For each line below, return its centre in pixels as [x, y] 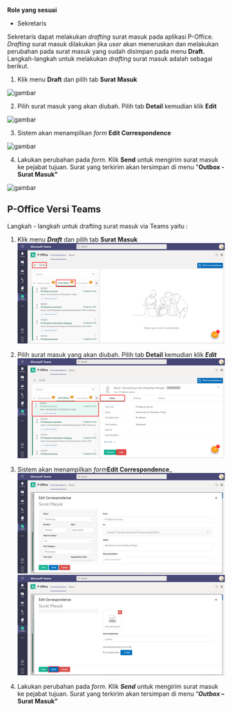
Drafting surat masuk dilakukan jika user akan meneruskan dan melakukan [113, 44]
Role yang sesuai [32, 10]
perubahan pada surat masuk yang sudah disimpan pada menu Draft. [106, 51]
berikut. [18, 66]
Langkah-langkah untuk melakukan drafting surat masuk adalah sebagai [110, 59]
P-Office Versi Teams [54, 210]
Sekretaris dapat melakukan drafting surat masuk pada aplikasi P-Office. [110, 37]
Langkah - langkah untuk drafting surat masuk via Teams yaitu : [98, 226]
